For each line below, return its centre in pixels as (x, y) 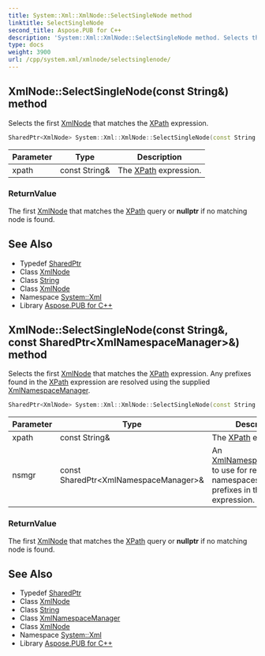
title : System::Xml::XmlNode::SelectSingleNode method (100, 15)
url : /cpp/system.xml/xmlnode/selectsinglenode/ (90, 60)
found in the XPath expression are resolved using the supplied (109, 382)
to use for (230, 470)
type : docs (26, 45)
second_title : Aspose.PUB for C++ (65, 30)
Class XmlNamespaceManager (70, 618)
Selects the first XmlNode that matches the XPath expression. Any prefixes (130, 374)
